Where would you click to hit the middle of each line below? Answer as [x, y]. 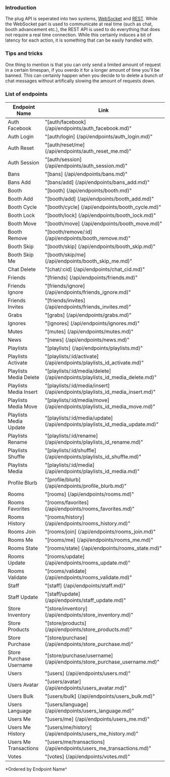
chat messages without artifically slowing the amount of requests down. [80, 81]
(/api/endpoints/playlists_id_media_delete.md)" [101, 377]
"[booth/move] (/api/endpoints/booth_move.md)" [103, 224]
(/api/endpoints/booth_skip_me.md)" [89, 261]
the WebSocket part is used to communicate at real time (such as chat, [79, 24]
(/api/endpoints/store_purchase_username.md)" [102, 662]
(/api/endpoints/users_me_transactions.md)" [98, 748]
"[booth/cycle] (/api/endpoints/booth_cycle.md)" [103, 207]
